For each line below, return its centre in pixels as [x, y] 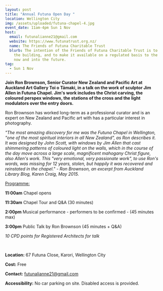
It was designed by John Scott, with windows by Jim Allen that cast [73, 143]
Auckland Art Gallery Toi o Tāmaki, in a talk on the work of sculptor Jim [78, 88]
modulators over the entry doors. [39, 103]
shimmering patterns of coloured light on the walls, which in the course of [79, 148]
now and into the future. [40, 60]
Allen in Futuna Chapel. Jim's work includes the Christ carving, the [74, 93]
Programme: [18, 183]
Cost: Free [16, 264]
